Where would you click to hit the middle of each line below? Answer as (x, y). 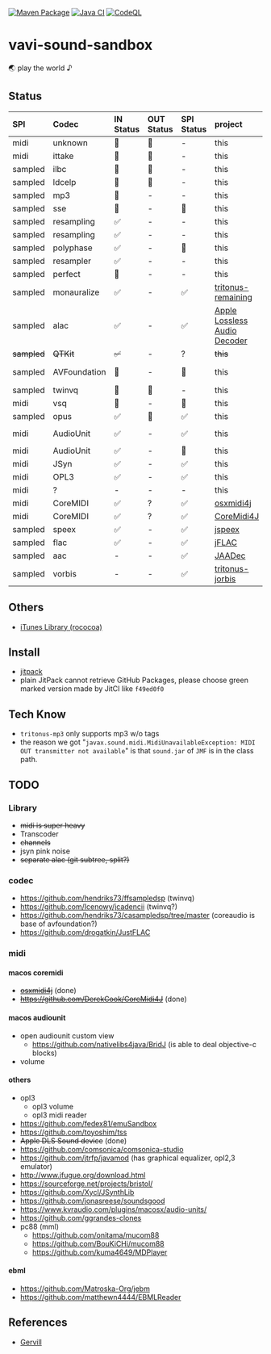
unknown (71, 143)
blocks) (45, 1053)
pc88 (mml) (39, 1226)
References (38, 1323)
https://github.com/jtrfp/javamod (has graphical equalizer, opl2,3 (127, 1158)
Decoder (231, 341)
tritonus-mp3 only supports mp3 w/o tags (90, 734)
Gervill (31, 1342)
